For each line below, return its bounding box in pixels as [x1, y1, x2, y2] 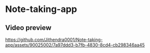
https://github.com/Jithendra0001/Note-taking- [5, 36, 103, 42]
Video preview [5, 23, 52, 32]
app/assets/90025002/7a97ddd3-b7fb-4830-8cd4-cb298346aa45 [5, 42, 145, 48]
